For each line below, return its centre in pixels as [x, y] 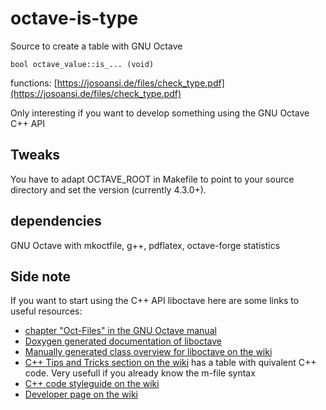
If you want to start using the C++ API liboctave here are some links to [155, 301]
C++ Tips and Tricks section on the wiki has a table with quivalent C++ [170, 363]
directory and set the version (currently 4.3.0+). [108, 189]
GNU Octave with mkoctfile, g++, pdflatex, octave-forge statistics [145, 245]
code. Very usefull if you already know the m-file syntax [140, 373]
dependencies [56, 221]
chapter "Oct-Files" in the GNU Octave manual [120, 331]
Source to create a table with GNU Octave [96, 46]
